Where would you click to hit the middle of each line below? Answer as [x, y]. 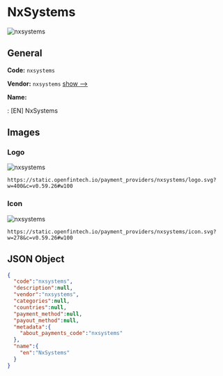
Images [24, 133]
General [25, 53]
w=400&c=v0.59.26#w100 [40, 186]
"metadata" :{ [32, 327]
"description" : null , [43, 288]
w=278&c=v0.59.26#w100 [40, 237]
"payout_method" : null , [46, 320]
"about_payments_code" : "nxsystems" [71, 334]
